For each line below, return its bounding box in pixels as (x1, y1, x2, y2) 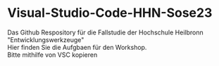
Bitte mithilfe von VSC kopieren (7, 51, 98, 59)
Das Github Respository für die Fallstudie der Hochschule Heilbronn (7, 28, 204, 37)
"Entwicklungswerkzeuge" (7, 35, 85, 44)
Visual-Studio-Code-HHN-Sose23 (7, 5, 213, 21)
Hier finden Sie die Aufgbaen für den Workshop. (7, 43, 147, 51)
